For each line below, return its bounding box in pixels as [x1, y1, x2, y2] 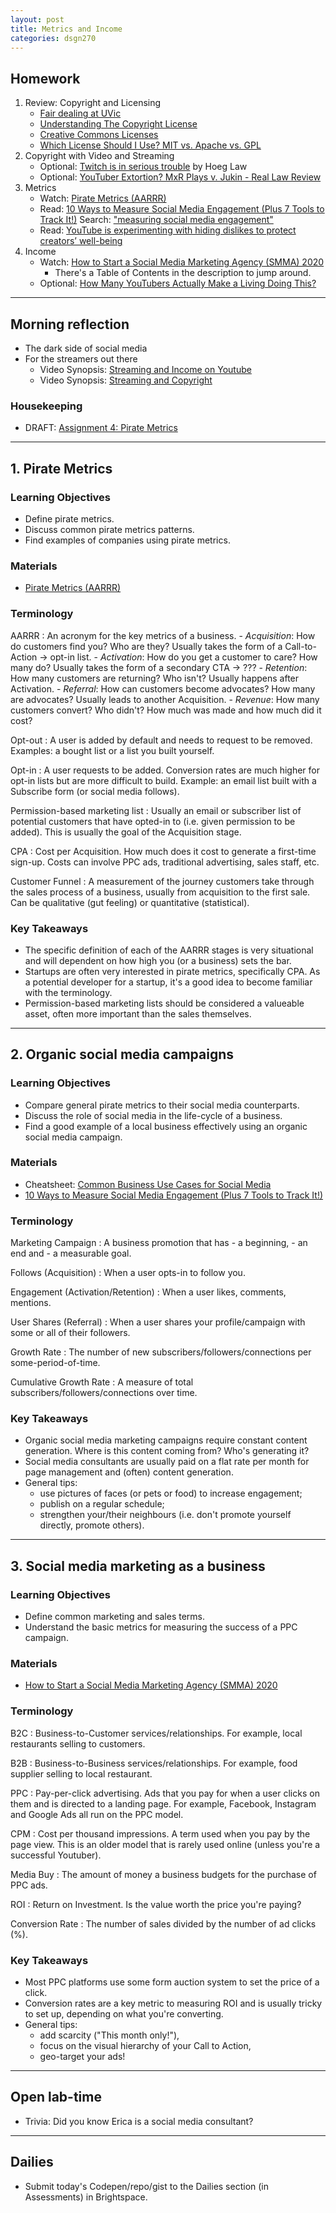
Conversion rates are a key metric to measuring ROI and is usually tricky [24, 1997, 323, 2010]
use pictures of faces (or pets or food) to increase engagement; [39, 1487, 303, 1500]
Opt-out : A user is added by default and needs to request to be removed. [10, 734, 313, 746]
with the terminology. [24, 986, 113, 998]
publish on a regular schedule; [39, 1498, 165, 1510]
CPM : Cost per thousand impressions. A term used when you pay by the [10, 1827, 311, 1840]
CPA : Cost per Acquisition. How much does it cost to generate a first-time [10, 845, 317, 857]
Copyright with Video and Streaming [24, 150, 175, 162]
